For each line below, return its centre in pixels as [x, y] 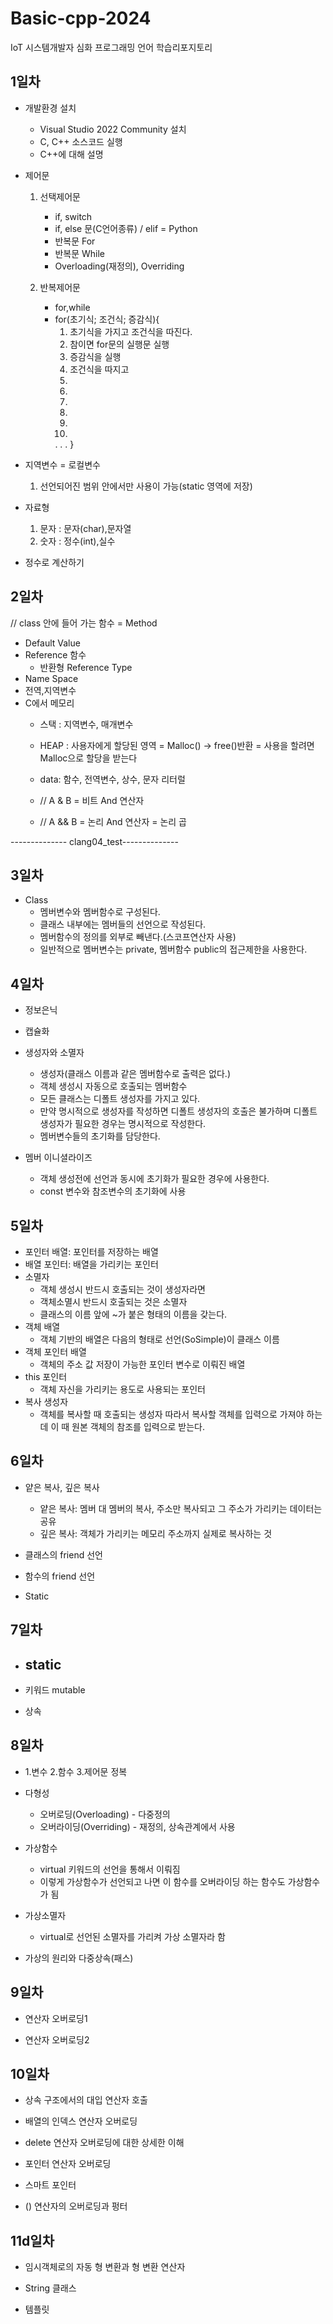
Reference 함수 [55, 654]
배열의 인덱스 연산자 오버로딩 [81, 2121]
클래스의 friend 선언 [63, 1554]
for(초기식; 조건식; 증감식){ [107, 319]
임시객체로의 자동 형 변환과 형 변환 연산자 [105, 2267]
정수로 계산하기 [54, 562]
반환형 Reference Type [86, 667]
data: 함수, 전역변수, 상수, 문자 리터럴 [112, 779]
